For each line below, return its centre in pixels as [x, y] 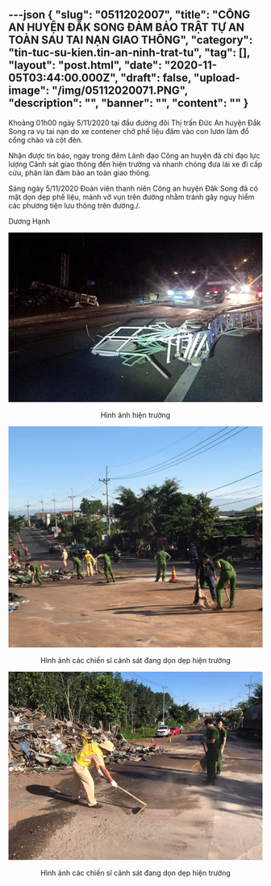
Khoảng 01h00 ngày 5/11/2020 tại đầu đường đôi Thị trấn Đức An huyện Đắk [135, 123]
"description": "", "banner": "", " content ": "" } [129, 103]
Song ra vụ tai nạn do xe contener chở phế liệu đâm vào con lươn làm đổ [129, 131]
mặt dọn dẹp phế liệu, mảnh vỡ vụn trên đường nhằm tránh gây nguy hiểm [131, 197]
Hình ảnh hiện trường [135, 415]
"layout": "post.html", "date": [85, 65]
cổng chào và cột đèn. [46, 140]
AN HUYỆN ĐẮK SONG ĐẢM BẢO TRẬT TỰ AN [126, 28]
